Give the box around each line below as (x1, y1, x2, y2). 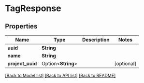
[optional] (114, 60, 137, 67)
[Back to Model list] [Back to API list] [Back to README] (5, 73, 116, 78)
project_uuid (7, 60, 37, 67)
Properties (5, 22, 38, 30)
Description (82, 37, 110, 43)
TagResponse (5, 3, 61, 14)
